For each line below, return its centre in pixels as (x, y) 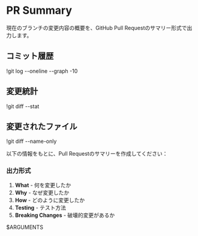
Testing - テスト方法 (40, 207)
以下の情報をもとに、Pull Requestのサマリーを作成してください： (87, 154)
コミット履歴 (30, 56)
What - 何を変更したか (43, 185)
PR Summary (39, 11)
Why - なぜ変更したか (42, 192)
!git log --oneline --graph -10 (42, 71)
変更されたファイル (42, 126)
